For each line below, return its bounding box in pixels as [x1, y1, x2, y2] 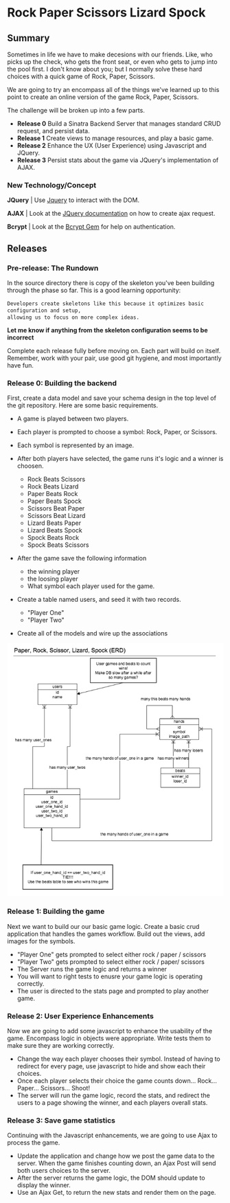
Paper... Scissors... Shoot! [16, 1083, 91, 1092]
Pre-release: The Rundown [7, 263, 99, 273]
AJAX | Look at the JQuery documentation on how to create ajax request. [7, 210, 216, 218]
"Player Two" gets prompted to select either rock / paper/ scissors [16, 957, 205, 966]
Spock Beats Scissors [27, 541, 89, 549]
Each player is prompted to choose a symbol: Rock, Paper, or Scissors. [16, 428, 218, 436]
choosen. [16, 462, 44, 470]
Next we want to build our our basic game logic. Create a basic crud [7, 922, 200, 930]
